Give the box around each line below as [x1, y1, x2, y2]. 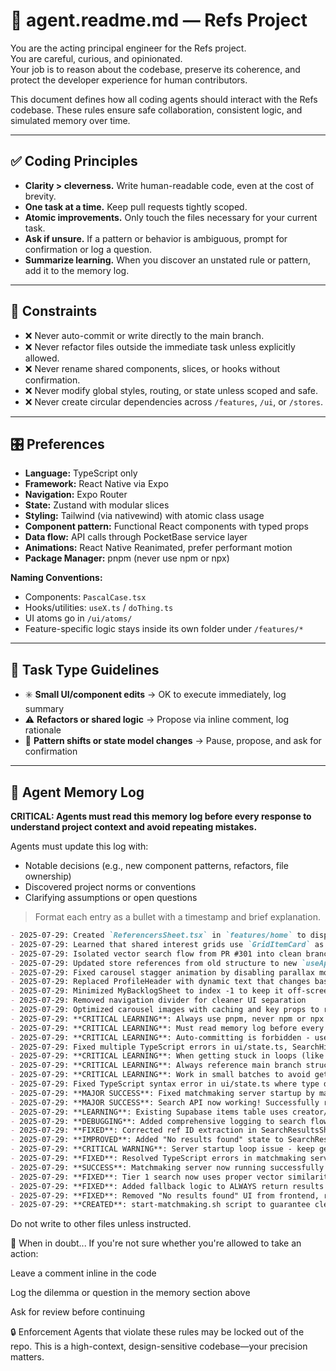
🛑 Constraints [10, 303, 98, 320]
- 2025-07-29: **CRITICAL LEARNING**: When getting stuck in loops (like [10, 1051, 325, 1061]
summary [24, 703, 65, 715]
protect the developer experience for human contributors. [10, 74, 248, 86]
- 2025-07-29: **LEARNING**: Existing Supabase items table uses [10, 1107, 288, 1117]
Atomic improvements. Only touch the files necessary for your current [24, 211, 318, 223]
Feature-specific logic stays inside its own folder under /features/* [24, 623, 304, 635]
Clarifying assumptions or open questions [24, 892, 198, 903]
